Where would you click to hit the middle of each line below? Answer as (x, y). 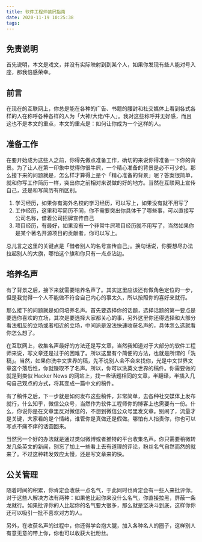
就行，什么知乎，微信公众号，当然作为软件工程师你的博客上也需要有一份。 (98, 403)
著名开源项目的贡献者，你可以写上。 (76, 233)
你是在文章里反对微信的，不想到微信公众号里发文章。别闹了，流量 (109, 411)
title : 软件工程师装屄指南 (36, 12)
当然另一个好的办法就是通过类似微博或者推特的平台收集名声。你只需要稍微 (98, 439)
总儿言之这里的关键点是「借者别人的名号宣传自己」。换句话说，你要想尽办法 (100, 246)
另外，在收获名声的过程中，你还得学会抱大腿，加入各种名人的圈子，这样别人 (101, 526)
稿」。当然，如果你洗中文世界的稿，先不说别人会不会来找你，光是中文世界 (97, 360)
